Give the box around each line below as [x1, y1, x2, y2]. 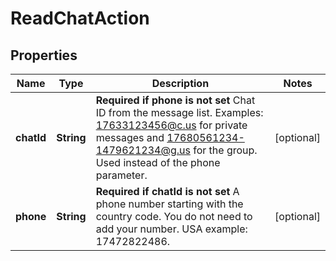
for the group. [193, 143, 258, 157]
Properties [10, 47, 78, 64]
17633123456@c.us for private [95, 118, 248, 132]
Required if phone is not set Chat [95, 93, 256, 107]
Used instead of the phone [95, 156, 221, 169]
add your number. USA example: [95, 222, 248, 236]
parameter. [95, 168, 148, 182]
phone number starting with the [95, 197, 244, 211]
